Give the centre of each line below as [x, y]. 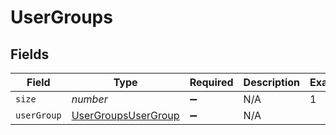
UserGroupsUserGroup [125, 115]
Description [272, 82]
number [89, 99]
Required [211, 82]
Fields [30, 54]
